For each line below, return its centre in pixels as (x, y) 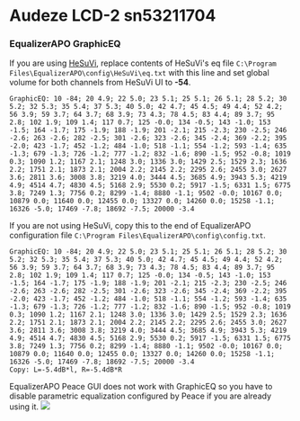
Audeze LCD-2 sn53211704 (113, 16)
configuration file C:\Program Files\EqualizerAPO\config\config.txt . (138, 236)
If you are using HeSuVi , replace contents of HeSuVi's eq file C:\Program (143, 63)
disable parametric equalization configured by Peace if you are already (141, 396)
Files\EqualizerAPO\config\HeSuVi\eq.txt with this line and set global (139, 73)
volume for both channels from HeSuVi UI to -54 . (100, 83)
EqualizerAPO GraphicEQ (65, 44)
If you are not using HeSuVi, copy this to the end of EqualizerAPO (130, 226)
